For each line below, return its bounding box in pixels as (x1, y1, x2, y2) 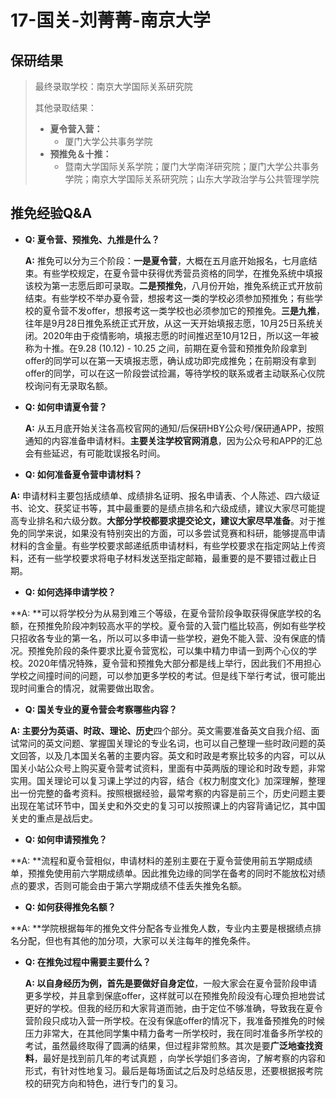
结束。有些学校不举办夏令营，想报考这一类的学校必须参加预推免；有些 (24, 292, 315, 304)
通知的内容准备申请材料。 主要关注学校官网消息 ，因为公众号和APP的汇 (24, 434, 315, 446)
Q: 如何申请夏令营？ (24, 401, 108, 413)
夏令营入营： (49, 123, 103, 135)
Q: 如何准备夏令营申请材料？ (24, 468, 143, 480)
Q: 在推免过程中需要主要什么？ (24, 956, 152, 968)
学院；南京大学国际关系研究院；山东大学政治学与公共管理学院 (64, 173, 320, 185)
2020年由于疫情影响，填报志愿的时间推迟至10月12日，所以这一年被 (42, 329, 320, 341)
